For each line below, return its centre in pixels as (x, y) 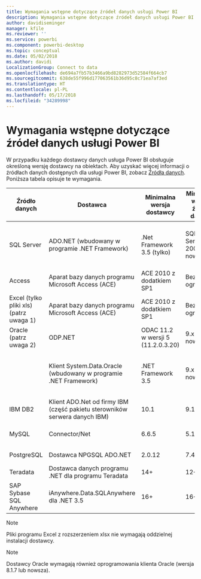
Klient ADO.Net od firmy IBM (89, 401)
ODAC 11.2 (157, 330)
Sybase (20, 493)
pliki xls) (21, 305)
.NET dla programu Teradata (89, 476)
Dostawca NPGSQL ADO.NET (90, 455)
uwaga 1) (23, 320)
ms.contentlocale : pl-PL (37, 90)
